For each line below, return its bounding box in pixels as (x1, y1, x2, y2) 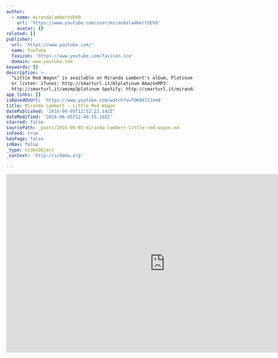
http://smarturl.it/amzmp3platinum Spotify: (11, 86, 124, 92)
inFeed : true (6, 130, 39, 137)
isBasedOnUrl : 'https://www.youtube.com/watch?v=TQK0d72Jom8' (6, 97, 163, 103)
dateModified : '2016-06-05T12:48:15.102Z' (6, 114, 113, 120)
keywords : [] (6, 64, 39, 70)
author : (6, 8, 26, 15)
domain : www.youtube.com (11, 58, 73, 64)
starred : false (6, 120, 44, 125)
